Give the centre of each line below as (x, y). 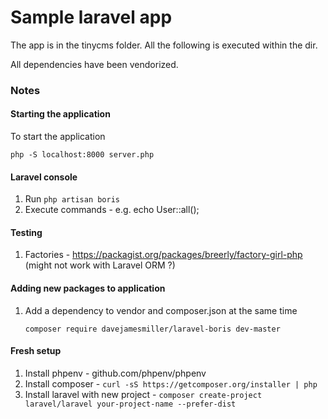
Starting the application (60, 114)
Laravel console (44, 177)
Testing (26, 232)
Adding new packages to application (88, 288)
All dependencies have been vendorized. (94, 64)
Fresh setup (36, 351)
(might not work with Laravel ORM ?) (100, 265)
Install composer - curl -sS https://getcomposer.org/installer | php (171, 383)
